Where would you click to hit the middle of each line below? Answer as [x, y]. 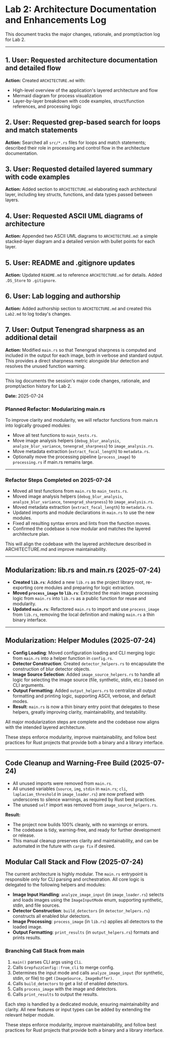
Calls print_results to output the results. [55, 994]
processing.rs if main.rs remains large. [53, 462]
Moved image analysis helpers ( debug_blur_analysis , [68, 496]
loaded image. [28, 927]
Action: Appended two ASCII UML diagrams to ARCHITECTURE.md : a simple [81, 236]
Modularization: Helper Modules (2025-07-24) [80, 640]
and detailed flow [33, 68]
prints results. [27, 938]
